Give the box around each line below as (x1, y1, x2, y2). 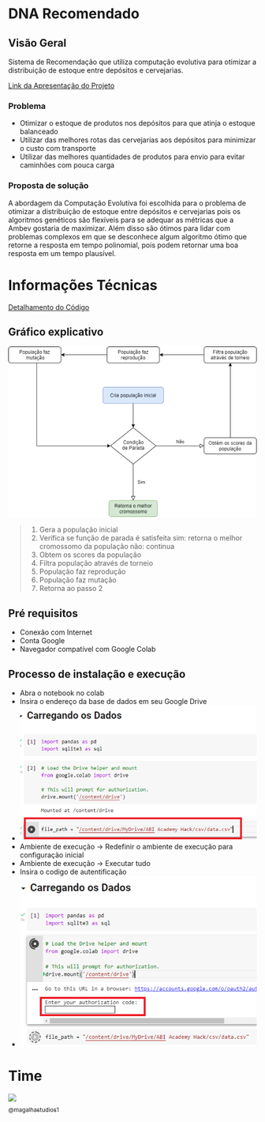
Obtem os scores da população (39, 550, 142, 559)
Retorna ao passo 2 (39, 584, 103, 593)
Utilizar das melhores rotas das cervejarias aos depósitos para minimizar (19, 135, 256, 145)
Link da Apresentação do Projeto (8, 81, 115, 90)
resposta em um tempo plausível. (8, 248, 117, 258)
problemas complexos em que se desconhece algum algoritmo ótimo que (8, 232, 247, 241)
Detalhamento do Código (8, 302, 90, 312)
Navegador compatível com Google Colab (19, 645, 156, 654)
